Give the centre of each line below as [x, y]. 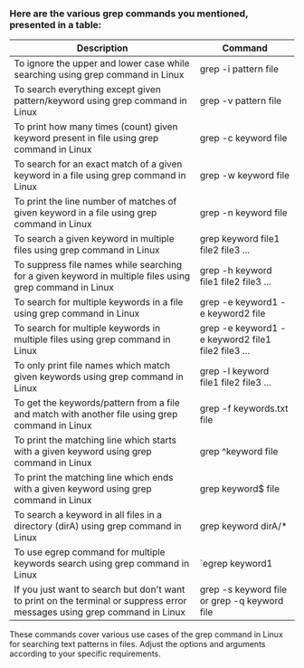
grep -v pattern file [241, 100]
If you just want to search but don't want [100, 589]
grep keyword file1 [240, 239]
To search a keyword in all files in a [88, 515]
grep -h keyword [236, 271]
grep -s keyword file [243, 589]
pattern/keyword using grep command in [100, 100]
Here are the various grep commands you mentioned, [129, 14]
